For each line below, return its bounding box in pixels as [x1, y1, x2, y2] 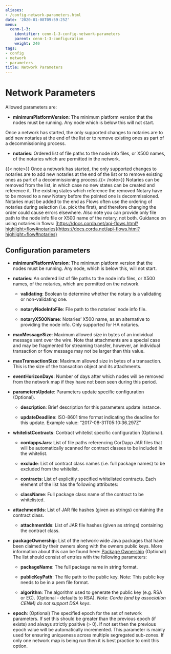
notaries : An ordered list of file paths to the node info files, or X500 [12, 275, 155, 281]
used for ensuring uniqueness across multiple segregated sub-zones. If [12, 632, 164, 638]
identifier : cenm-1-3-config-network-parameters [14, 31, 120, 37]
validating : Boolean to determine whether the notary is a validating [20, 290, 162, 297]
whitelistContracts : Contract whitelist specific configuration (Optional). [12, 429, 164, 435]
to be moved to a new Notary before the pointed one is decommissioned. [5, 193, 160, 199]
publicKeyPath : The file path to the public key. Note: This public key [20, 574, 165, 580]
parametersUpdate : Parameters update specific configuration [12, 389, 144, 395]
